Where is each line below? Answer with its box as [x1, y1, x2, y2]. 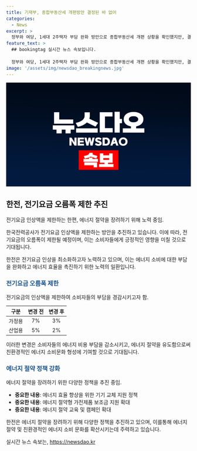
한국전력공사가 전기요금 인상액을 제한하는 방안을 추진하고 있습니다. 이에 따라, [6, 228, 182, 235]
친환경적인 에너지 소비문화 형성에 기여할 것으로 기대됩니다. [6, 348, 140, 355]
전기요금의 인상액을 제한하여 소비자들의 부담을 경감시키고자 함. [6, 294, 149, 301]
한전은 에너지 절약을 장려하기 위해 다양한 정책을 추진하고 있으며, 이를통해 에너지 [6, 418, 188, 425]
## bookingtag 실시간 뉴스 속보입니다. [11, 47, 97, 53]
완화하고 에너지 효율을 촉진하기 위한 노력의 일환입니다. [12, 263, 136, 270]
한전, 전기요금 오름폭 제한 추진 [6, 200, 108, 210]
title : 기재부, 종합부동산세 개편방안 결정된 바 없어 [6, 9, 117, 15]
